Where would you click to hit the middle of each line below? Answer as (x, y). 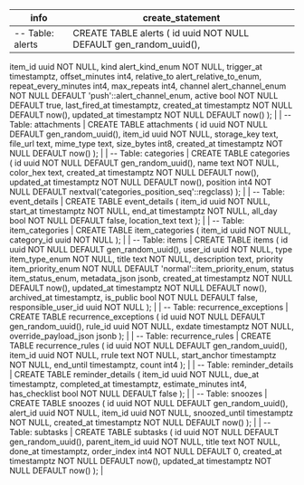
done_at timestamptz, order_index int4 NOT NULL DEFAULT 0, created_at (146, 451)
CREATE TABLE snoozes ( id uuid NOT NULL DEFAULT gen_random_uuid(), (149, 403)
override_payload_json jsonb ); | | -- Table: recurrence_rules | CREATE (140, 336)
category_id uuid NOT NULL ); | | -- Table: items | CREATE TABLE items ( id (149, 240)
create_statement (181, 18)
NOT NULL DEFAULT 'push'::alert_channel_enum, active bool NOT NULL (144, 95)
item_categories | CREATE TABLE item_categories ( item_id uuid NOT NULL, (150, 230)
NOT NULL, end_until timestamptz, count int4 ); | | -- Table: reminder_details (152, 365)
